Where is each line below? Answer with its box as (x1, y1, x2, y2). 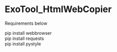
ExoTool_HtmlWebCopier (5, 4, 112, 15)
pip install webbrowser (5, 30, 52, 36)
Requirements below (5, 20, 47, 26)
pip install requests (5, 35, 44, 41)
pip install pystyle (5, 40, 41, 46)
